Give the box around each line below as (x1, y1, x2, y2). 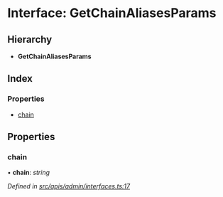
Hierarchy (7, 33, 53, 46)
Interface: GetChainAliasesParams (7, 5, 217, 21)
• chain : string (7, 169, 50, 177)
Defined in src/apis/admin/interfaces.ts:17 (7, 182, 130, 191)
